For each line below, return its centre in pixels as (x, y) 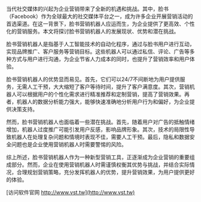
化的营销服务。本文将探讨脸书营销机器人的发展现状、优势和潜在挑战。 (93, 31)
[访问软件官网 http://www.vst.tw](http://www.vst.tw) (71, 192)
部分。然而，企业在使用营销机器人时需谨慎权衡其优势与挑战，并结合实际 (100, 165)
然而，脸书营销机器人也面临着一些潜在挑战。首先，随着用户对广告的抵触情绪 (100, 122)
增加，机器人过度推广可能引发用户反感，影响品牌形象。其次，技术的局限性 (98, 129)
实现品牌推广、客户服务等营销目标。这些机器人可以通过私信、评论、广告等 (98, 52)
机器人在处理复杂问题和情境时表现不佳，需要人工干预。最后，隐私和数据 (100, 137)
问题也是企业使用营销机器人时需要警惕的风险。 (69, 144)
